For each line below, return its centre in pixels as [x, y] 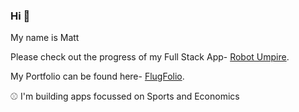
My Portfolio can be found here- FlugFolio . [97, 76]
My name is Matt [45, 38]
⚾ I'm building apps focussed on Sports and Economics [125, 96]
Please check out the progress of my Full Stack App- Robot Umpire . [150, 57]
